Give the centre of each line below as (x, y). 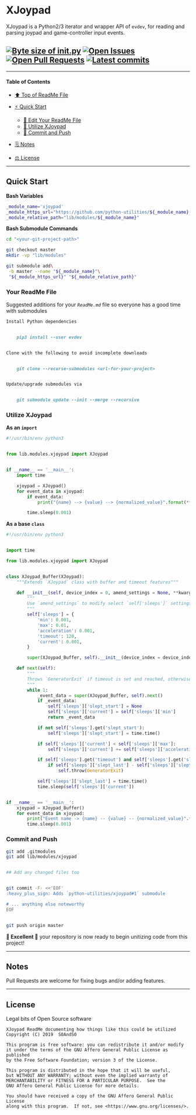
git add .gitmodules (31, 851)
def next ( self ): (36, 668)
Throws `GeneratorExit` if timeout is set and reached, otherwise (109, 679)
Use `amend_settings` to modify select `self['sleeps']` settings (109, 604)
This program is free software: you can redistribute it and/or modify (95, 1045)
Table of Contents (28, 82)
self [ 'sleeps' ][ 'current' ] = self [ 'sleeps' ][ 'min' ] (112, 712)
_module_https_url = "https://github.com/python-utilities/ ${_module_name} (98, 212)
